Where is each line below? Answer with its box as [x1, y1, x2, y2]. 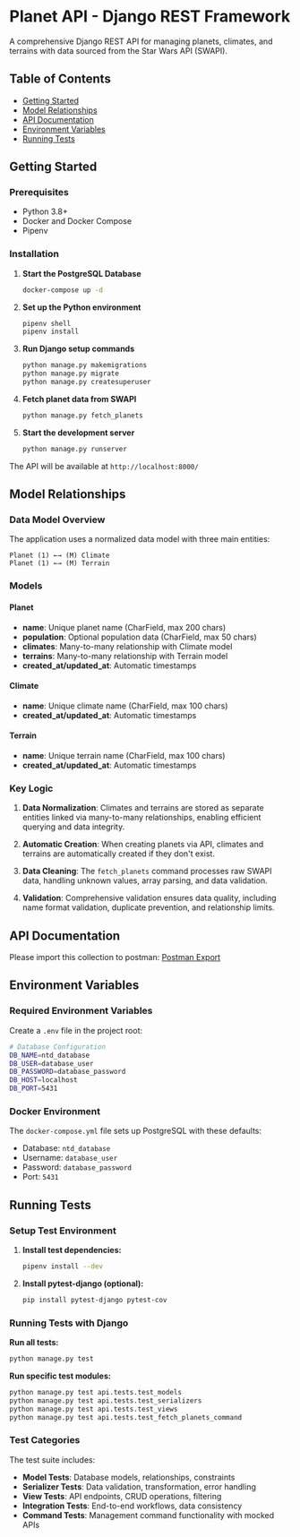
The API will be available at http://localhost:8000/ [9, 460, 199, 471]
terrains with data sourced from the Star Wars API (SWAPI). [9, 45, 228, 56]
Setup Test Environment [9, 1224, 116, 1237]
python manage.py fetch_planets [21, 410, 143, 420]
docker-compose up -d [21, 285, 103, 295]
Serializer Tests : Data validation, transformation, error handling [21, 1481, 257, 1492]
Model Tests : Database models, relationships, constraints [21, 1472, 236, 1482]
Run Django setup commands [21, 343, 135, 355]
